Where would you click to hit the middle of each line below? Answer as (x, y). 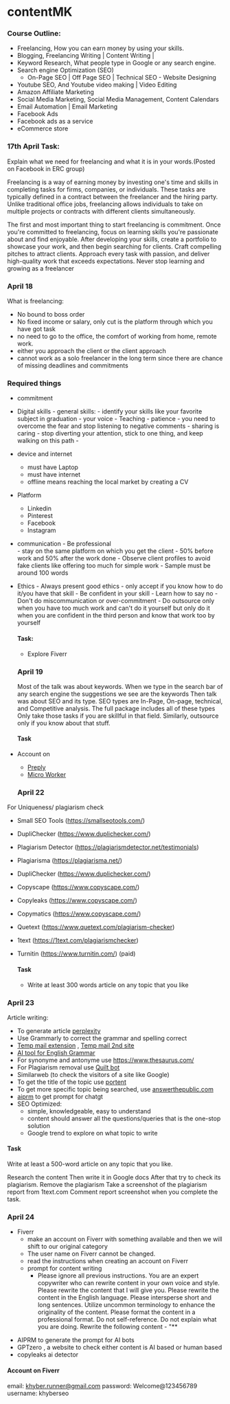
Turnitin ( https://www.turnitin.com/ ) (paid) (76, 954)
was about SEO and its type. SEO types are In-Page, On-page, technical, (120, 701)
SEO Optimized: (39, 1104)
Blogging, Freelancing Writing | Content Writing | (85, 56)
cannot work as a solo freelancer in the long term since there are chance (120, 359)
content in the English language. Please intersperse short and (124, 1298)
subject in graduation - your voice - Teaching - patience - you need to (116, 419)
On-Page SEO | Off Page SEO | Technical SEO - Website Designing (122, 78)
